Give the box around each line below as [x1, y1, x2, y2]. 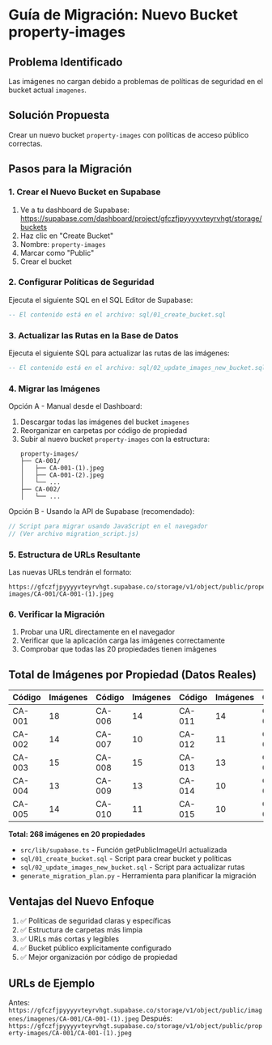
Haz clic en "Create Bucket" [19, 231, 114, 240]
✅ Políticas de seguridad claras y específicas [19, 916, 172, 926]
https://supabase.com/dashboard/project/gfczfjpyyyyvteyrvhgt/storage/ [19, 213, 262, 223]
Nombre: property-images [19, 239, 107, 249]
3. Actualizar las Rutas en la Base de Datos [8, 329, 179, 341]
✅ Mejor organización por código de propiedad [19, 953, 178, 962]
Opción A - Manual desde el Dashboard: [8, 401, 143, 411]
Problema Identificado [8, 55, 123, 69]
